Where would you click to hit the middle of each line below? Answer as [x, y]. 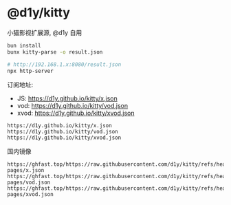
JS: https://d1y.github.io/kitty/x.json [67, 98]
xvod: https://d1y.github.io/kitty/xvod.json [76, 113]
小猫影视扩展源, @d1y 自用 [45, 32]
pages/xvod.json [30, 195]
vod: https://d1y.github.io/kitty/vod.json [73, 106]
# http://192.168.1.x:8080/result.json [64, 64]
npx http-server [30, 71]
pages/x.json [26, 171]
